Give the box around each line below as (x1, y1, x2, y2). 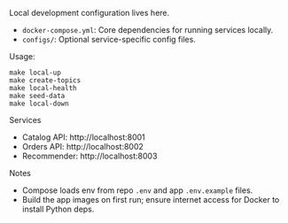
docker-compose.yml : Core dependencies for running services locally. (21, 25, 274, 35)
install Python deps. (21, 204, 95, 214)
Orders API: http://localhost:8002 (21, 142, 144, 151)
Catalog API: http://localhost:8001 (21, 132, 146, 142)
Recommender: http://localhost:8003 (21, 150, 158, 161)
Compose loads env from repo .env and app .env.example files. (21, 185, 253, 196)
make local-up (9, 68, 62, 77)
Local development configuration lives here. (9, 8, 170, 18)
